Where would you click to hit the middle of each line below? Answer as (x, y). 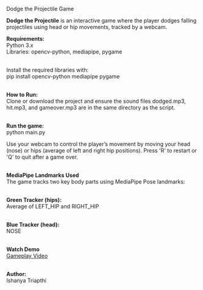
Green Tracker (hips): (34, 200)
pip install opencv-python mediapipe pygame (63, 76)
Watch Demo (23, 249)
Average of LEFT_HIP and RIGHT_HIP (53, 206)
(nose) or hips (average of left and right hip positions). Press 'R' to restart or (101, 150)
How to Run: (22, 95)
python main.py (26, 132)
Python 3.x (20, 45)
